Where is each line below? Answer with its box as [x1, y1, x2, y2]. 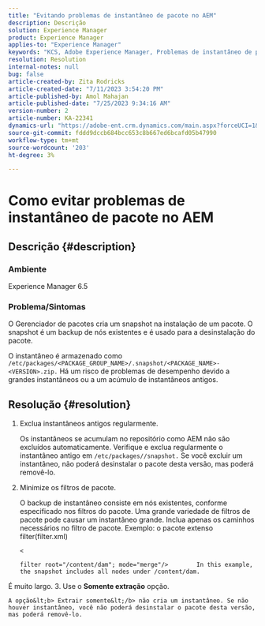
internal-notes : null [8, 63, 80, 71]
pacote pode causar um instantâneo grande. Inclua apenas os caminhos [19, 515, 255, 525]
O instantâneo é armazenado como [8, 351, 123, 361]
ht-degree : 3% [8, 151, 55, 159]
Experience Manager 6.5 [8, 282, 88, 291]
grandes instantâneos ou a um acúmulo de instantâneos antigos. [8, 375, 218, 384]
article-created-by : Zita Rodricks [8, 77, 125, 85]
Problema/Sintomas [8, 302, 86, 313]
